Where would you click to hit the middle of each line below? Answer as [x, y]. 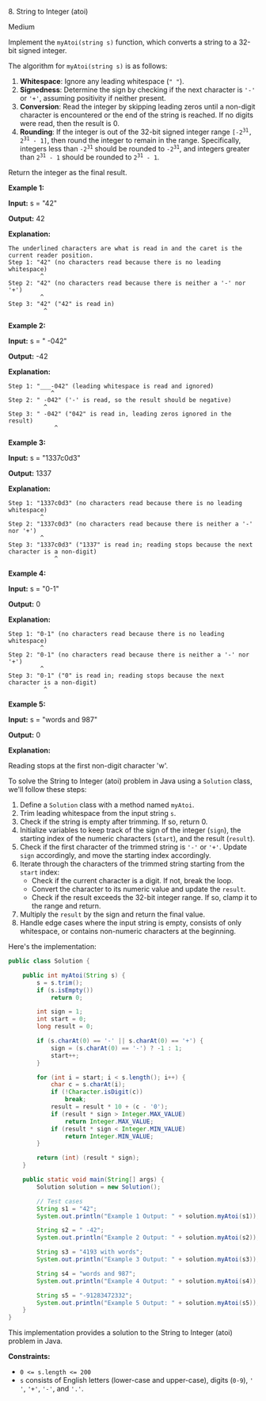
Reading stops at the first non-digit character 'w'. [88, 766]
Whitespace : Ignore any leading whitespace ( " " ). [102, 81]
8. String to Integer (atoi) [48, 11]
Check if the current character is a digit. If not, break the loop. [132, 880]
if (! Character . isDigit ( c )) [97, 1092]
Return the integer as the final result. [68, 172]
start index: [40, 872]
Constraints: [29, 1357]
